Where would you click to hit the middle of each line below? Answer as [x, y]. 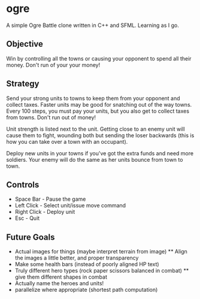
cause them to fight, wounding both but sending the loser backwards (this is [100, 135]
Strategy [23, 84]
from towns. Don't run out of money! [51, 117]
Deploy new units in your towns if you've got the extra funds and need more [100, 153]
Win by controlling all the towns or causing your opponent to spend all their [99, 58]
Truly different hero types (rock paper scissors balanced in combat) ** [102, 271]
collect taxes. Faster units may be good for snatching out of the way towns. [99, 104]
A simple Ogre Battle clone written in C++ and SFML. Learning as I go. [93, 25]
